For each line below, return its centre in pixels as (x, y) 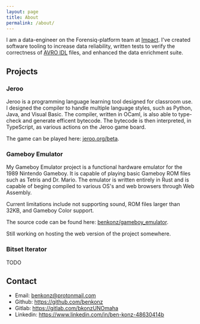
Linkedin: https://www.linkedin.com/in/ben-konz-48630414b (89, 314)
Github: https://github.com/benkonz (59, 302)
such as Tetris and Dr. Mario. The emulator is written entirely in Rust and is (98, 180)
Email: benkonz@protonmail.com (56, 296)
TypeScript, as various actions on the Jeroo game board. (76, 127)
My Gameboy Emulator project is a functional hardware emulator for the (94, 167)
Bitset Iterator (27, 249)
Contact (21, 281)
